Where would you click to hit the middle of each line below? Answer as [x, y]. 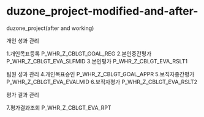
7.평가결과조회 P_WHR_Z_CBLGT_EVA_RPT [59, 107]
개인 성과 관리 [23, 40]
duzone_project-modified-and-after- [102, 11]
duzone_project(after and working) [50, 28]
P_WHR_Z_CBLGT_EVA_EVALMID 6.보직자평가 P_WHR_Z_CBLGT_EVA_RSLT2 [102, 82]
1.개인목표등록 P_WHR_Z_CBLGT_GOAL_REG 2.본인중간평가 [79, 54]
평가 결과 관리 [23, 94]
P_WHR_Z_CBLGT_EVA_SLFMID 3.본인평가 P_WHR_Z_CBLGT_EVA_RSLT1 [97, 61]
